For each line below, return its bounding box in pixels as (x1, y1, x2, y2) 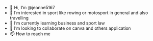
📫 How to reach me (9, 31, 51, 37)
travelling (9, 15, 29, 20)
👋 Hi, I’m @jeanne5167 (9, 5, 55, 10)
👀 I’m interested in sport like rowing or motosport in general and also (9, 10, 148, 16)
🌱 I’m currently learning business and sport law (9, 20, 105, 26)
